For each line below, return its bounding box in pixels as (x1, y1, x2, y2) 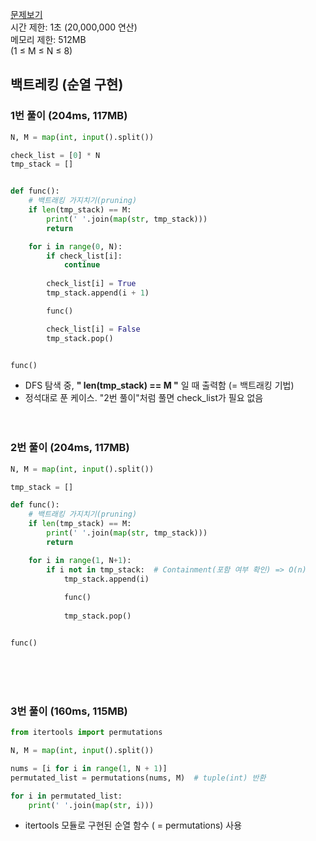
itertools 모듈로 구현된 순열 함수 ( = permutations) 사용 (24, 819, 243, 832)
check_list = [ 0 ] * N (10, 150, 101, 160)
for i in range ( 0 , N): (28, 241, 123, 252)
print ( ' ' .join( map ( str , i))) (28, 800, 155, 810)
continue (63, 260, 101, 270)
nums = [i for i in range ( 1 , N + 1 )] (10, 763, 168, 773)
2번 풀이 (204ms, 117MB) (10, 441, 130, 455)
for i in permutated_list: (10, 791, 123, 801)
